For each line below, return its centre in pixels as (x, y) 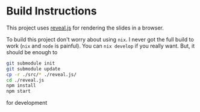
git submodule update (33, 69)
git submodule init (31, 63)
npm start (19, 92)
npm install (21, 86)
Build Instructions (52, 11)
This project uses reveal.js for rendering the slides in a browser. (85, 28)
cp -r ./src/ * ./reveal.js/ (42, 74)
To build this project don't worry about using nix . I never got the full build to (100, 39)
